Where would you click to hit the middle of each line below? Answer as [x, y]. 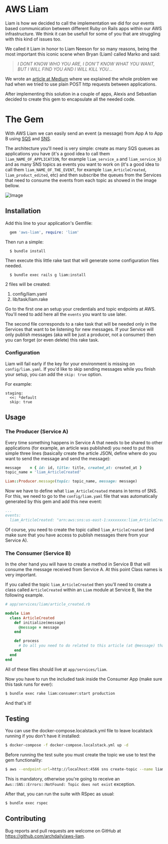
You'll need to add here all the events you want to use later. [66, 314]
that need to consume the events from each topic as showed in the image [81, 180]
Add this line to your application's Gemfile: [49, 223]
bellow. [12, 185]
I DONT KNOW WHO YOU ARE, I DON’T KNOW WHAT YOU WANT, [86, 64]
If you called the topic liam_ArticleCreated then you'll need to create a [78, 585]
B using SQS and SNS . [28, 138]
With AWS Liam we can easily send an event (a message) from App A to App [84, 133]
